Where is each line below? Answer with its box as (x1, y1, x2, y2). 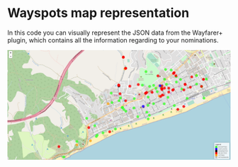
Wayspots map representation (7, 5, 190, 21)
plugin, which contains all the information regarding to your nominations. (7, 35, 219, 44)
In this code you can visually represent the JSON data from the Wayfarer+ (7, 28, 223, 37)
